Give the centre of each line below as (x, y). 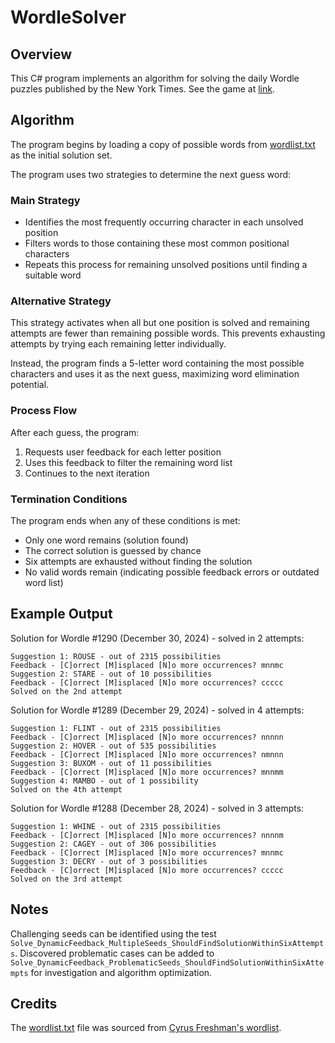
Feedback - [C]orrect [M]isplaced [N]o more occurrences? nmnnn (147, 754)
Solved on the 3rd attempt (66, 879)
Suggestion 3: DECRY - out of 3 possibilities (109, 861)
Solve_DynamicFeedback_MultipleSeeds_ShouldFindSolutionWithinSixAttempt (167, 943)
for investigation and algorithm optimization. (121, 972)
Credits (34, 1004)
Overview (41, 54)
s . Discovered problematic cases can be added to (112, 953)
